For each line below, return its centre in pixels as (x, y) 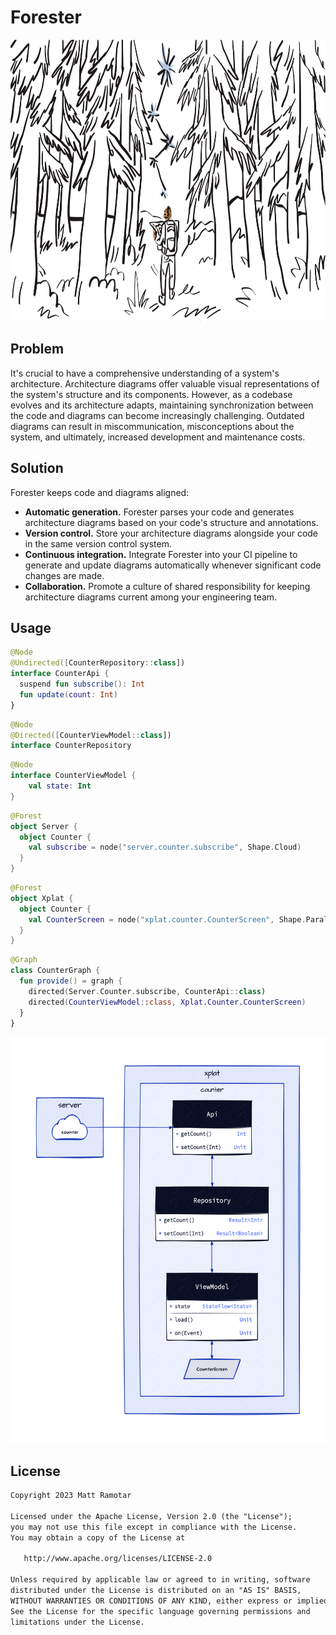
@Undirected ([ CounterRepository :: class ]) (98, 663)
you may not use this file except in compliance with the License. (154, 1527)
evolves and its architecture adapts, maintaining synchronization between (162, 405)
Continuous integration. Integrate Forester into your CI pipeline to (161, 554)
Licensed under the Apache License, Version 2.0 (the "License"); (151, 1516)
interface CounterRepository (71, 746)
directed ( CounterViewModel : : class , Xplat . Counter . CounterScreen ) (167, 1002)
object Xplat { (42, 898)
